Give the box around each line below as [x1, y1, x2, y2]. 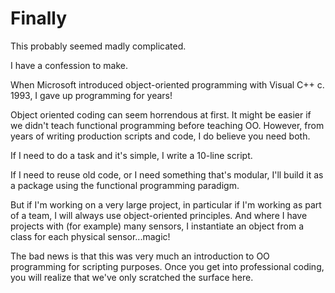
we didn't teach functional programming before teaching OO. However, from [10, 119, 325, 131]
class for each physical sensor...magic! [10, 230, 171, 242]
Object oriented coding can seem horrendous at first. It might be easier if [10, 108, 312, 121]
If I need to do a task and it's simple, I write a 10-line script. [10, 149, 253, 161]
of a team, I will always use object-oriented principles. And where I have [10, 209, 308, 221]
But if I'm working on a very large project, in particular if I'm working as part [10, 198, 322, 211]
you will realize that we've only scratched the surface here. [10, 271, 254, 283]
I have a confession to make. [10, 59, 128, 71]
